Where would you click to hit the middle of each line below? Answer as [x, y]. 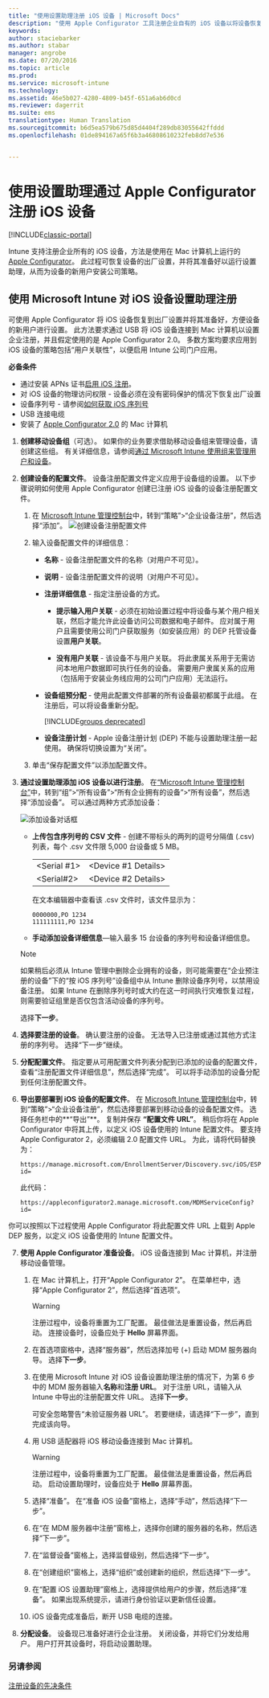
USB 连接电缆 [43, 414]
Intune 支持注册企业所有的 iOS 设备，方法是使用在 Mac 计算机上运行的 [124, 251]
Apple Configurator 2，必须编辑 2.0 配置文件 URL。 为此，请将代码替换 [138, 1140]
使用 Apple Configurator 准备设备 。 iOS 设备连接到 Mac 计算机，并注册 [138, 1253]
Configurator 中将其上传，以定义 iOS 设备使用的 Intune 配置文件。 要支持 [141, 1129]
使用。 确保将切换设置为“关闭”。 [97, 748]
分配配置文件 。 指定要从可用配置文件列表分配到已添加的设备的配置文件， [141, 1062]
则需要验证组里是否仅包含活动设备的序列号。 [94, 1000]
